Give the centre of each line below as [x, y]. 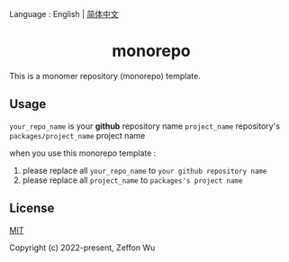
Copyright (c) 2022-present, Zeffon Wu [82, 248]
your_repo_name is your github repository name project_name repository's [145, 126]
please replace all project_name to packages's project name [132, 180]
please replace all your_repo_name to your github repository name [144, 170]
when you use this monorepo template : [83, 153]
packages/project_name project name [77, 135]
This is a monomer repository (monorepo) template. [105, 76]
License [32, 208]
